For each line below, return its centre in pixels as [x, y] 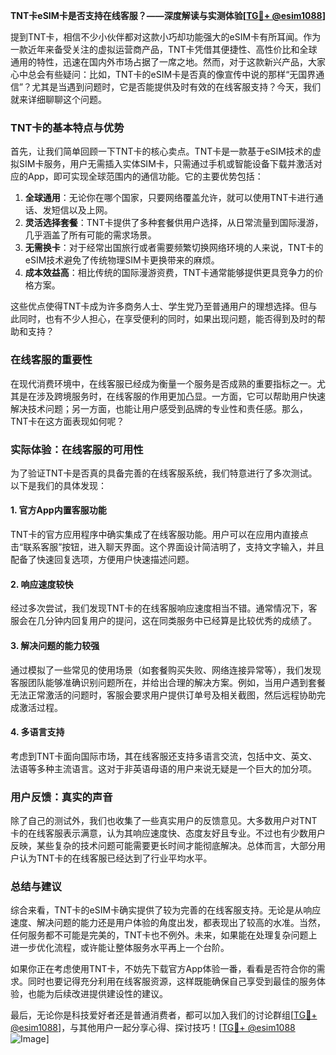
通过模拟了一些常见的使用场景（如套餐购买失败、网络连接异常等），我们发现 [166, 670]
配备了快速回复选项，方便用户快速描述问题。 [102, 560]
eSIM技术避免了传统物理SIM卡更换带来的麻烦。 [122, 260]
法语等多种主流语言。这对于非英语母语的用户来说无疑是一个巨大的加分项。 [163, 768]
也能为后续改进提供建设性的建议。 [97, 994]
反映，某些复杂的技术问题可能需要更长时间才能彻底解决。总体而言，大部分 [163, 845]
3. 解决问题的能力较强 [55, 645]
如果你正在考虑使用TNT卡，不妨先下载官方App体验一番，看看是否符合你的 [163, 969]
